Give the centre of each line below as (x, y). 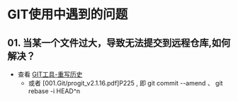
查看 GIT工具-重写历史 (50, 74)
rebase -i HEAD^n (54, 91)
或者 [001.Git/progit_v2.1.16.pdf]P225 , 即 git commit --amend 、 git (125, 83)
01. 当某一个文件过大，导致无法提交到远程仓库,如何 (119, 43)
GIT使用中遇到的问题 (68, 14)
